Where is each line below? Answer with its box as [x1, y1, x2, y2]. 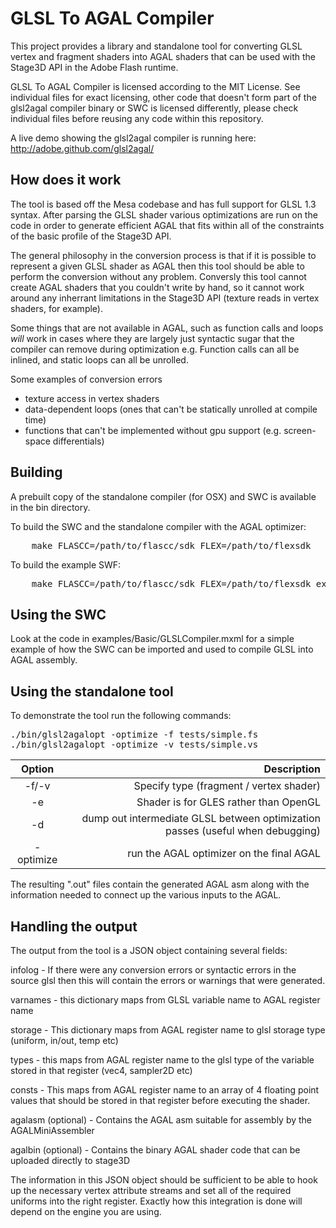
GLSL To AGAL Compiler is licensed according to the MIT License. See [10, 80, 301, 92]
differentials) [52, 435, 105, 447]
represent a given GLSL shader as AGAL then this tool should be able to [10, 260, 305, 272]
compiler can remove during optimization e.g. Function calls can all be [10, 343, 300, 355]
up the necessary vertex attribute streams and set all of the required [10, 1185, 292, 1196]
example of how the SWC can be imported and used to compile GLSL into [10, 643, 314, 656]
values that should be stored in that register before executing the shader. [10, 1095, 311, 1106]
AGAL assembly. [10, 654, 78, 666]
